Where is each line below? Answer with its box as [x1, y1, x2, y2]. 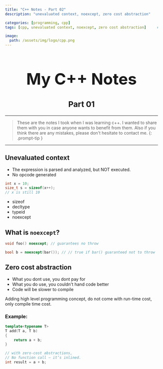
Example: [5, 313, 28, 320]
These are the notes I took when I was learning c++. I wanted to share [16, 120, 157, 125]
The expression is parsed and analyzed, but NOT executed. [12, 167, 131, 172]
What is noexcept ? [5, 228, 60, 236]
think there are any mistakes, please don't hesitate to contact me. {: [16, 130, 152, 136]
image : [5, 33, 18, 39]
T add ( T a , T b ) [5, 328, 38, 333]
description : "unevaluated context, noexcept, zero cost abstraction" [5, 12, 151, 16]
